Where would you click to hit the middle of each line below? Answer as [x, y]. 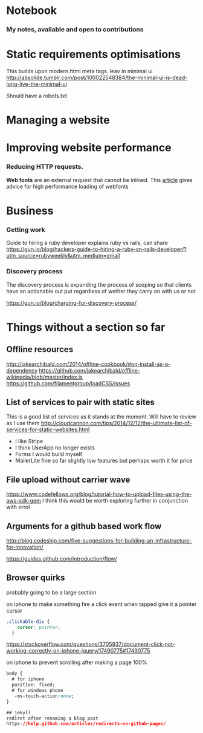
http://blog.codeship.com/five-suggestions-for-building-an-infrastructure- [99, 540]
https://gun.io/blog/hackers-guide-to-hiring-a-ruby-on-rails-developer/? [97, 249]
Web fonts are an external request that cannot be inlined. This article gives [99, 180]
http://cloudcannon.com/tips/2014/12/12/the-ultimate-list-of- [116, 423]
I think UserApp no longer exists [55, 448]
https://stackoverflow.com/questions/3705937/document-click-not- [91, 644]
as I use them [23, 423]
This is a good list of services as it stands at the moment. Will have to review [101, 417]
